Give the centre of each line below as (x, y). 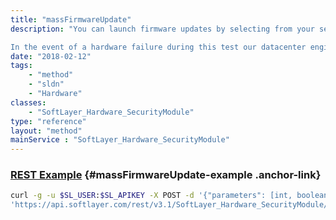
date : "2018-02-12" (51, 56)
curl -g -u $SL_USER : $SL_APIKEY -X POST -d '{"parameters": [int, (151, 196)
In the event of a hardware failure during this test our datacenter (158, 47)
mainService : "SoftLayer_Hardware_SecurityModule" (120, 140)
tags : (21, 66)
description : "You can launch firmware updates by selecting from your (162, 29)
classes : (28, 102)
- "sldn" (46, 84)
